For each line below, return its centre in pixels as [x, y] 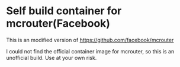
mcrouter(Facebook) [58, 23]
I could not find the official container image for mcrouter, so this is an [90, 51]
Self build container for [64, 11]
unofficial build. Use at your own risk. [52, 58]
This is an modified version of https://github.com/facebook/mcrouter [90, 40]
